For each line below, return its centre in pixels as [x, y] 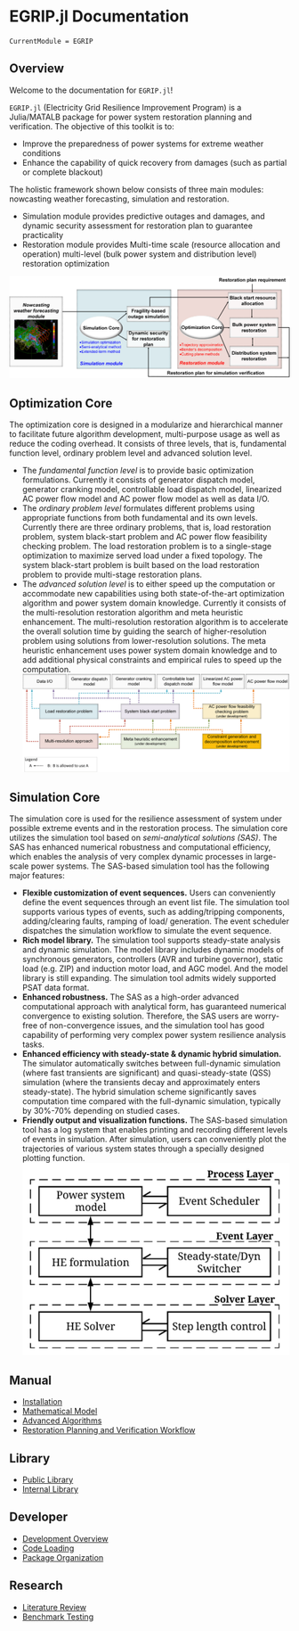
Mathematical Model [60, 1412]
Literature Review [54, 1607]
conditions [41, 152]
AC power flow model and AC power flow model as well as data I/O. [145, 499]
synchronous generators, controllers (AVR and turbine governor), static [152, 960]
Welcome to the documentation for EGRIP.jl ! [91, 90]
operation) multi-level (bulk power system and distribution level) [139, 254]
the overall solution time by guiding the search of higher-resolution [144, 631]
